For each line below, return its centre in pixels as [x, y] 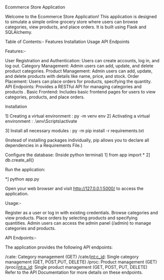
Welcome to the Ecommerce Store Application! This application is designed [81, 16]
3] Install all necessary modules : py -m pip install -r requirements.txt [75, 131]
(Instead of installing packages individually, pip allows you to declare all [77, 140]
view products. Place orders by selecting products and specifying [71, 218]
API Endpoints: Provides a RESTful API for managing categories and [73, 87]
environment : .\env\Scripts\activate [41, 121]
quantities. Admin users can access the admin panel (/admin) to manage [78, 223]
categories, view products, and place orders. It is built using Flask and [76, 27]
